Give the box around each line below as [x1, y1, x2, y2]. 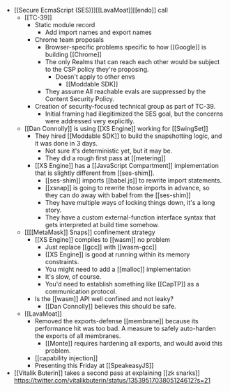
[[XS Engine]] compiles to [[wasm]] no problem [34, 236, 171, 243]
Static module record [34, 21, 95, 29]
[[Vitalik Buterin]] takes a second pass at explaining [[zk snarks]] [13, 369, 200, 377]
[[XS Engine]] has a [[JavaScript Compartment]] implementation [34, 162, 220, 169]
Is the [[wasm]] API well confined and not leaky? [34, 295, 174, 302]
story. [45, 206, 62, 214]
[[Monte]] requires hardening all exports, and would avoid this [45, 339, 223, 347]
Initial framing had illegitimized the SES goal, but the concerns [45, 109, 224, 118]
